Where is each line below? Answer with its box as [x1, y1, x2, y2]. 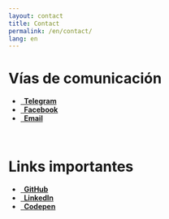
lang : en [8, 34, 38, 43]
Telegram [24, 97, 57, 106]
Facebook [24, 105, 58, 114]
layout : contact [8, 11, 63, 20]
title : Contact [8, 19, 60, 28]
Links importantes [8, 157, 134, 176]
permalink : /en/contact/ [8, 27, 93, 35]
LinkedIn [24, 193, 54, 203]
